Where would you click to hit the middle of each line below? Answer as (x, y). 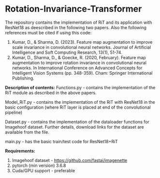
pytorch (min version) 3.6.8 (39, 165)
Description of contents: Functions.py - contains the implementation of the (80, 87)
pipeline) (14, 112)
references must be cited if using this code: (48, 32)
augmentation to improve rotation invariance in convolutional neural (79, 63)
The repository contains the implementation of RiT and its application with (79, 22)
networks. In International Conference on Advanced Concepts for (77, 68)
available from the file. (27, 132)
